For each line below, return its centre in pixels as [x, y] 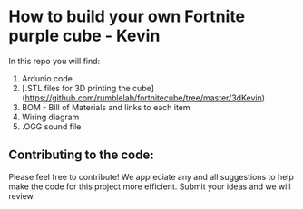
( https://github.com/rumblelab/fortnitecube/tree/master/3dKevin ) [143, 98]
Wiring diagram [50, 117]
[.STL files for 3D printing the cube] [88, 88]
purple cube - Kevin [84, 36]
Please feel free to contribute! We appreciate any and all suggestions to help [151, 176]
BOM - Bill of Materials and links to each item [106, 107]
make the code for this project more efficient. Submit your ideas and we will [150, 186]
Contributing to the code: [82, 155]
